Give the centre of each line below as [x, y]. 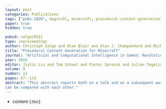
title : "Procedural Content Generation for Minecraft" [63, 51]
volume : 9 [15, 69]
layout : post [19, 10]
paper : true [17, 23]
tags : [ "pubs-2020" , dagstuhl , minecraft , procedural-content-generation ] [84, 19]
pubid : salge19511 [24, 37]
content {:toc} [26, 101]
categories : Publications [32, 14]
